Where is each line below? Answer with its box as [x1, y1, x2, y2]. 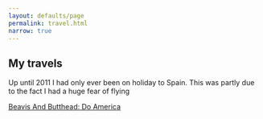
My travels [8, 56, 63, 70]
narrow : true [8, 27, 52, 35]
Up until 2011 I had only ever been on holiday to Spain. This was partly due [8, 78, 255, 88]
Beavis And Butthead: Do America [8, 102, 121, 112]
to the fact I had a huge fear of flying [8, 86, 130, 96]
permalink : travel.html [8, 19, 88, 27]
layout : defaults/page [8, 11, 84, 20]
